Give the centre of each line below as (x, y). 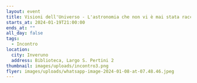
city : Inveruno (30, 55)
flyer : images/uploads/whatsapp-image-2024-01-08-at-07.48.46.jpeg (90, 71)
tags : (13, 39)
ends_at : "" (21, 28)
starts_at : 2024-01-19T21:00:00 (45, 22)
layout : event (23, 11)
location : (18, 50)
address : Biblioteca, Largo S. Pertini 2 (63, 60)
